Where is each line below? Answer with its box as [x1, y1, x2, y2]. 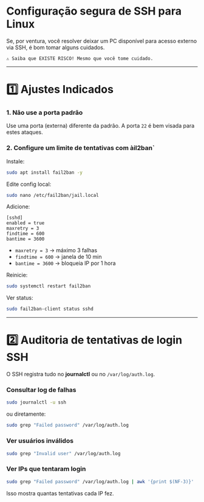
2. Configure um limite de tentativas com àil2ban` [6, 144, 155, 153]
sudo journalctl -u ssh [6, 399, 67, 405]
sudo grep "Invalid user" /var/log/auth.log [6, 450, 121, 456]
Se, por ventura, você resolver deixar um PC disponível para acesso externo [6, 37, 197, 44]
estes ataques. [6, 129, 44, 136]
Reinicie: [6, 272, 28, 279]
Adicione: [6, 203, 30, 210]
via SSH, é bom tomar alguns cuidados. [6, 44, 105, 51]
